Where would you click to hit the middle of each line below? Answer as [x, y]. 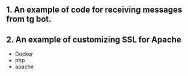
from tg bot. [29, 19]
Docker [24, 54]
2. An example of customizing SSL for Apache [94, 39]
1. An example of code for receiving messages [94, 10]
